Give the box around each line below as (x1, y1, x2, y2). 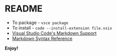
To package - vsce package (12, 19, 69, 25)
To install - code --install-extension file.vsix (12, 24, 112, 30)
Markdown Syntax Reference (12, 35, 73, 41)
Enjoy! (5, 45, 19, 51)
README (5, 3, 43, 14)
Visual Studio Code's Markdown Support (12, 30, 97, 36)
